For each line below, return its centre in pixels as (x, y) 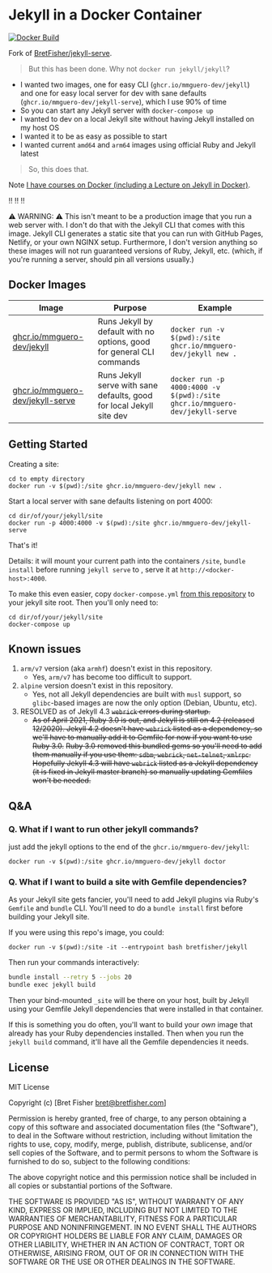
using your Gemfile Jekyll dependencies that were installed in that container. (136, 1009)
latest (29, 153)
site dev (113, 415)
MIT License (29, 1087)
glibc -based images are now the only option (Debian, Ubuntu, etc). (144, 703)
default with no (126, 332)
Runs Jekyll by (125, 321)
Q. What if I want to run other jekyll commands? (104, 829)
